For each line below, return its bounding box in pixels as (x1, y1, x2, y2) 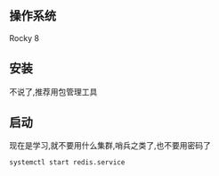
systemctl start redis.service (9, 158, 126, 167)
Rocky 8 (9, 32, 40, 43)
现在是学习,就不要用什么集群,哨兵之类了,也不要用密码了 (9, 140, 212, 151)
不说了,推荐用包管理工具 (9, 86, 98, 96)
